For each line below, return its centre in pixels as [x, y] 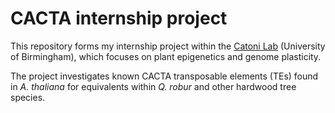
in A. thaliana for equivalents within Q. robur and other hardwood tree [153, 86]
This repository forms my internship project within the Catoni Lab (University [168, 46]
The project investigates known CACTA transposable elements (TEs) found [164, 76]
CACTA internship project [119, 18]
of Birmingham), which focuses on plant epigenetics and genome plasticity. [166, 56]
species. [28, 97]
